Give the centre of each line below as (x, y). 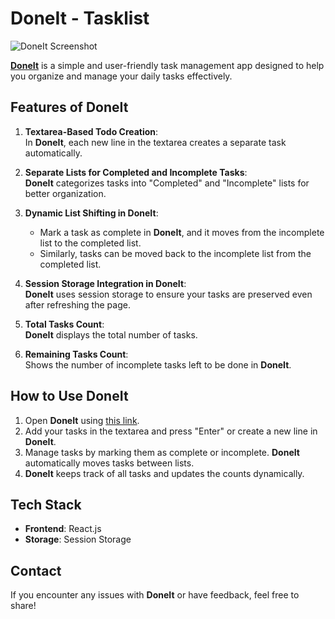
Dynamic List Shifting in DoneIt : (91, 213)
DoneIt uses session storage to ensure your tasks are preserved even (168, 294)
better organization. (65, 193)
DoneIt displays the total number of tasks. (111, 334)
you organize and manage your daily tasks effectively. (121, 76)
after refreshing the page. (77, 304)
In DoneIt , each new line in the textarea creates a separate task (155, 142)
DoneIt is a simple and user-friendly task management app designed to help (167, 65)
